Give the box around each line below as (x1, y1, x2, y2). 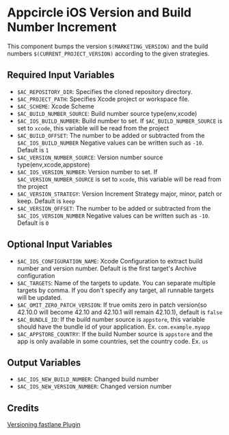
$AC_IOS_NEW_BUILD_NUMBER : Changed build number (16, 375, 159, 384)
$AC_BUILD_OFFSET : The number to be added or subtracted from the (16, 131, 205, 139)
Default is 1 (16, 145, 49, 154)
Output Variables (7, 357, 81, 368)
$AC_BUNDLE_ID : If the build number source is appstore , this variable (16, 315, 205, 323)
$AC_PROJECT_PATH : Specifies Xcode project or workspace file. (16, 95, 190, 103)
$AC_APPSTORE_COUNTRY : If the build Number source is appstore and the (16, 329, 213, 338)
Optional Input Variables (7, 239, 113, 250)
